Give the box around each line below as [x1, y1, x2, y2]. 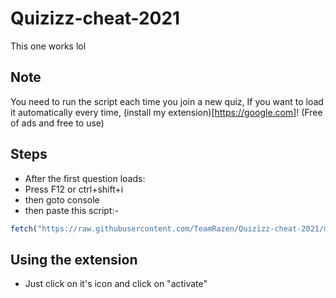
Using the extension [10, 251, 138, 268]
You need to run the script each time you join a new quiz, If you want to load [10, 95, 324, 107]
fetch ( [10, 223, 38, 234]
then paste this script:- [24, 204, 119, 216]
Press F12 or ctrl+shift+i [24, 183, 124, 195]
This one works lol [10, 40, 87, 52]
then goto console [24, 193, 100, 206]
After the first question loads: [24, 172, 146, 184]
